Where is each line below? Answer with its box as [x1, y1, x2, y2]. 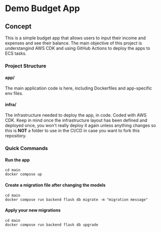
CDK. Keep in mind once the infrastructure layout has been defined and [5, 117, 147, 124]
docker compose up [5, 172, 42, 177]
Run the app [5, 157, 30, 163]
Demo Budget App [5, 3, 80, 14]
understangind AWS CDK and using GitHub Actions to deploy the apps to [5, 46, 150, 51]
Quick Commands [5, 145, 48, 152]
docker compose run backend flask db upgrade [5, 222, 98, 227]
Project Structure [5, 62, 46, 69]
